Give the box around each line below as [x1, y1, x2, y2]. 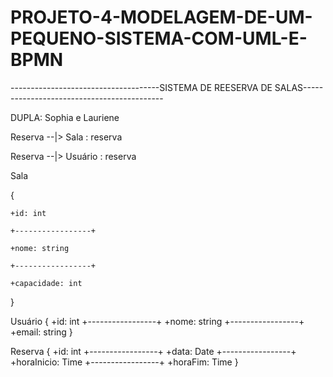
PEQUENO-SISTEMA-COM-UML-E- [10, 27, 308, 50]
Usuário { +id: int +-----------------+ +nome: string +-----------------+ [10, 315, 305, 327]
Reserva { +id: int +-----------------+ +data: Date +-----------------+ [10, 345, 297, 357]
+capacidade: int [10, 278, 83, 288]
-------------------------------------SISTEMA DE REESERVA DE [10, 81, 273, 93]
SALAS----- [274, 81, 324, 93]
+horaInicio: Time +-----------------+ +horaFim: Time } [10, 356, 239, 368]
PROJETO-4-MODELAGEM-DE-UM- [10, 6, 313, 29]
